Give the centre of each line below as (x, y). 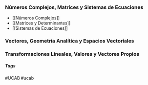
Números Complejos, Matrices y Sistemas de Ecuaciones (74, 7)
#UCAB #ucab (20, 78)
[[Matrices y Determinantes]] (41, 23)
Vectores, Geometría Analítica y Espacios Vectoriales (70, 41)
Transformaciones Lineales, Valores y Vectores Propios (72, 54)
